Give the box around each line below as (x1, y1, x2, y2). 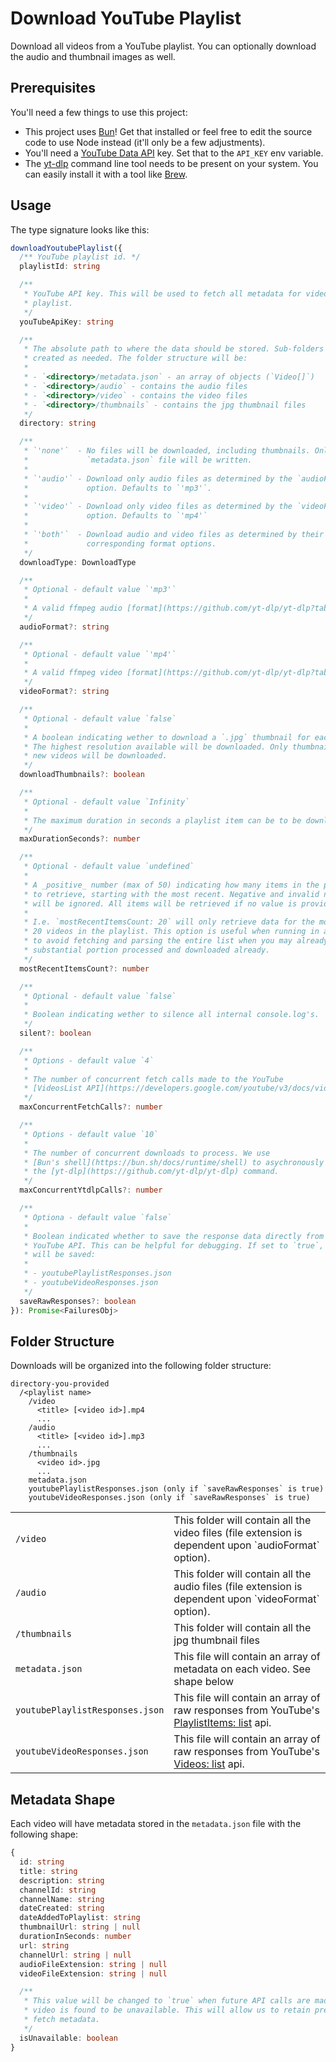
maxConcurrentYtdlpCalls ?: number (19, 1185, 163, 1196)
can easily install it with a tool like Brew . (24, 168, 188, 180)
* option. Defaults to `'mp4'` (23, 511, 208, 521)
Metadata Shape (10, 1791, 116, 1808)
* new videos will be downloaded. (23, 751, 168, 761)
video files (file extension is (173, 1526, 303, 1540)
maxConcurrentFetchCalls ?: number (19, 1102, 163, 1112)
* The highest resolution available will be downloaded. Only (23, 742, 288, 752)
